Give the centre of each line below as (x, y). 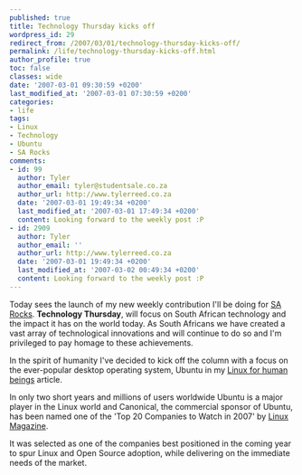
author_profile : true (50, 60)
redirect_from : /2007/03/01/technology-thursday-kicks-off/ (125, 43)
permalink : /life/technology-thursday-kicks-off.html (113, 52)
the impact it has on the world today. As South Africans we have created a (147, 323)
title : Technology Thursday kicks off (82, 26)
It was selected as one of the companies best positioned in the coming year (151, 443)
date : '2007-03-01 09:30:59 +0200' (76, 85)
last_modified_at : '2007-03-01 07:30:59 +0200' (101, 93)
